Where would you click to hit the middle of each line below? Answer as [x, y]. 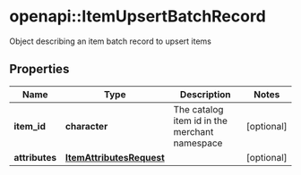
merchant [193, 131]
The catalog [198, 109]
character [87, 126]
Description [205, 94]
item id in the [201, 121]
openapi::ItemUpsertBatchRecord [138, 17]
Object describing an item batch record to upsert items [111, 41]
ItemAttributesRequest [116, 157]
